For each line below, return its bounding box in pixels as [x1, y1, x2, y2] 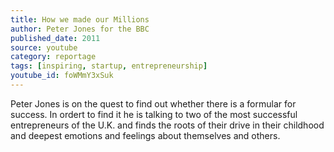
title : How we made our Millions [10, 14, 150, 25]
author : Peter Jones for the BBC [10, 24, 150, 34]
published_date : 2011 [10, 33, 101, 43]
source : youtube [10, 42, 78, 53]
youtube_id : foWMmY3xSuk [10, 71, 114, 81]
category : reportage [10, 52, 97, 62]
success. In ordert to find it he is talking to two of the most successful [10, 108, 298, 120]
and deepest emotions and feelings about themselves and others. [10, 129, 281, 141]
